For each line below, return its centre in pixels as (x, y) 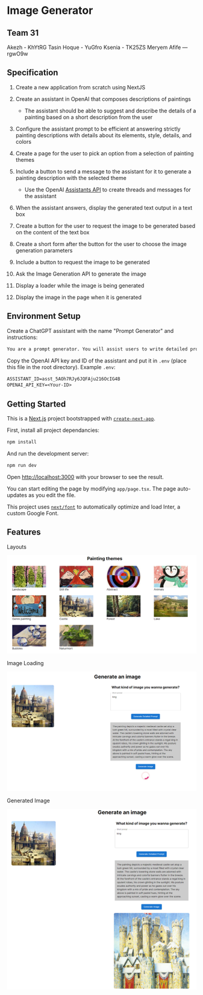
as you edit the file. (52, 495)
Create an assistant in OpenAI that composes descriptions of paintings (103, 99)
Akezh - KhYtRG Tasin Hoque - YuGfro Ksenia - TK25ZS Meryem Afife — (97, 47)
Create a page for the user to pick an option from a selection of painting (105, 153)
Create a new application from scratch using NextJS (80, 87)
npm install (22, 442)
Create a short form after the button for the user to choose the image (101, 244)
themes (25, 159)
